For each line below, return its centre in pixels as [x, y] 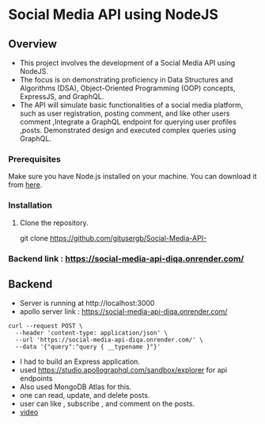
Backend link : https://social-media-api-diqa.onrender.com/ [126, 258]
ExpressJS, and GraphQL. [62, 96]
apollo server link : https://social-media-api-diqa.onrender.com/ [123, 311]
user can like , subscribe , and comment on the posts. [107, 404]
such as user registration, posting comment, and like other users [125, 113]
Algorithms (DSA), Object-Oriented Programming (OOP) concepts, [127, 88]
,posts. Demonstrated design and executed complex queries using [128, 130]
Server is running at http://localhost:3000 [87, 304]
